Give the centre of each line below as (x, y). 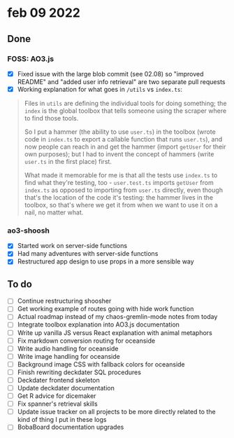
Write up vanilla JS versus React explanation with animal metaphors (115, 333)
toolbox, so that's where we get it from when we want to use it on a (121, 205)
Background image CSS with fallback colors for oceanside (101, 364)
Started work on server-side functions (72, 246)
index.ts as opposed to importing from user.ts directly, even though (124, 190)
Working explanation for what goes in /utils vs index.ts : (100, 89)
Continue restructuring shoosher (64, 301)
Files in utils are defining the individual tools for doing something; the (125, 103)
